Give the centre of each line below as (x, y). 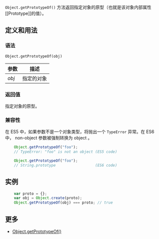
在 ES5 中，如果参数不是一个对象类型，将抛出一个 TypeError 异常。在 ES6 (80, 132)
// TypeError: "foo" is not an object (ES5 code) (66, 152)
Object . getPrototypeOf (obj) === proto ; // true (63, 203)
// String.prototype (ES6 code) (66, 165)
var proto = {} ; (31, 194)
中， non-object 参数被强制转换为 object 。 (49, 138)
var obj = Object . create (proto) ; (48, 198)
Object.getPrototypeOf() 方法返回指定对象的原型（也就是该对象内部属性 (78, 7)
